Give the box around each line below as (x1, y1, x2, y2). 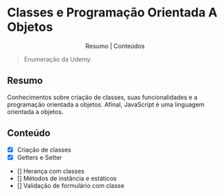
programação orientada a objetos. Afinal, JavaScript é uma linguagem (7, 100, 205, 109)
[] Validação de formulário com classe (16, 181, 125, 189)
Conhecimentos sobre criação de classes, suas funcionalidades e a (7, 93, 198, 101)
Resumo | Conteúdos (85, 42, 145, 50)
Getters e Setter (16, 153, 62, 161)
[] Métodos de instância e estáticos (16, 174, 117, 182)
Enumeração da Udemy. (23, 55, 92, 63)
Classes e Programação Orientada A (7, 5, 218, 20)
